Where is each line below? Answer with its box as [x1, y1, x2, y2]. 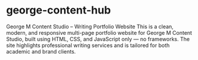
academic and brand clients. [6, 48, 76, 55]
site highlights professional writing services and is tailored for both [6, 42, 170, 49]
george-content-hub [6, 4, 112, 17]
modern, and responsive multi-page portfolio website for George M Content [6, 29, 193, 36]
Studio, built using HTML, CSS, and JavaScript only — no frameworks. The [6, 35, 190, 42]
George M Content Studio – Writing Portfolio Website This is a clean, [6, 23, 174, 30]
